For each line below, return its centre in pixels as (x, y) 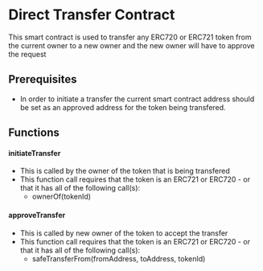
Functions (34, 133)
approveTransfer (37, 215)
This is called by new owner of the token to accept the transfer (124, 233)
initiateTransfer (35, 153)
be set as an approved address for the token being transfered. (123, 107)
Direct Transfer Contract (92, 15)
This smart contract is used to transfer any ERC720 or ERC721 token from (130, 37)
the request (27, 54)
